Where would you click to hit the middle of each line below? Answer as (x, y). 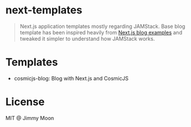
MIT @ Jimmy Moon (30, 118)
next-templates (44, 10)
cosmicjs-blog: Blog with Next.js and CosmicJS (71, 78)
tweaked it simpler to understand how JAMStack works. (87, 38)
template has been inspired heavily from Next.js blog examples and (101, 32)
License (25, 102)
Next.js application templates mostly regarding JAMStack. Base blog (103, 26)
